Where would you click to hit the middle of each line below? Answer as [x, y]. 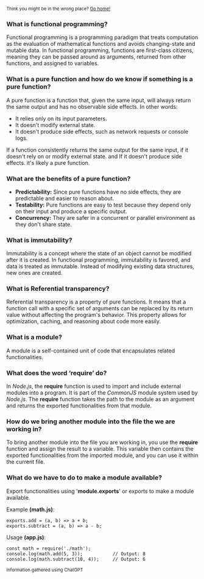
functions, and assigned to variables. [53, 64]
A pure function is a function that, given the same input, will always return [99, 100]
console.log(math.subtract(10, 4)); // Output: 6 [76, 559]
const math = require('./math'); [49, 548]
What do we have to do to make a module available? [84, 478]
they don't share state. [43, 224]
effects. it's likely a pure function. [48, 162]
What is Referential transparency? [58, 289]
